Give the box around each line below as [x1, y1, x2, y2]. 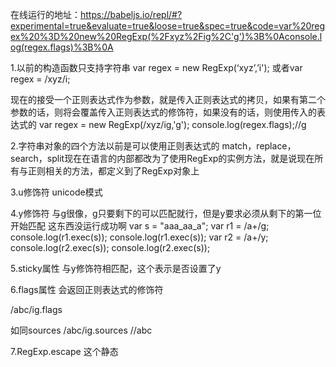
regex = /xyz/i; [10, 73, 71, 85]
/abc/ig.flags [10, 304, 63, 315]
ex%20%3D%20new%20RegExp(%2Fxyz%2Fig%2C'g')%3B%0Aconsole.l [10, 31, 323, 42]
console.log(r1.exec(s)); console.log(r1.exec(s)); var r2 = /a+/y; [10, 231, 269, 243]
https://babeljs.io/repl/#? [80, 9, 183, 20]
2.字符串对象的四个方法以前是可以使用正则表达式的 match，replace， [10, 140, 297, 152]
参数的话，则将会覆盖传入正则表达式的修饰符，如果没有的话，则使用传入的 [10, 106, 317, 118]
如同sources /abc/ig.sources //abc [10, 324, 153, 336]
